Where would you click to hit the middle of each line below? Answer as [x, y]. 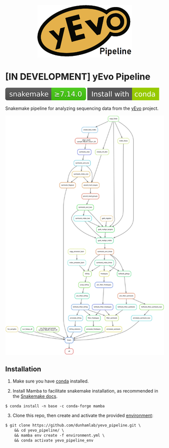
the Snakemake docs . [35, 396]
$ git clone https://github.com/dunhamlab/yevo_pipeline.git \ [73, 425]
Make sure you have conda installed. [51, 381]
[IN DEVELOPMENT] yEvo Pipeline [78, 76]
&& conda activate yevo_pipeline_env [54, 440]
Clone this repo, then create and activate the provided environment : [83, 416]
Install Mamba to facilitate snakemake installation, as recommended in [85, 391]
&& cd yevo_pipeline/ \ [39, 430]
